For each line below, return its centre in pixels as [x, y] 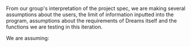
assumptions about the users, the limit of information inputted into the [90, 15]
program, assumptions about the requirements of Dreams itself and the [91, 21]
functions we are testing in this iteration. [54, 27]
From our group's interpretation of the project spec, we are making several [96, 8]
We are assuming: [28, 38]
